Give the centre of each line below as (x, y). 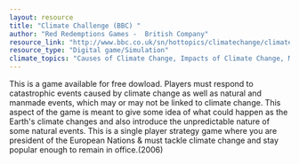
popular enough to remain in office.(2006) (86, 150)
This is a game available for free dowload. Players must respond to (131, 84)
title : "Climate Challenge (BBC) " (75, 26)
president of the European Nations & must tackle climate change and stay (144, 140)
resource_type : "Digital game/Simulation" (89, 51)
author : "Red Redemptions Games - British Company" (109, 34)
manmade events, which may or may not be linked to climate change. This (145, 102)
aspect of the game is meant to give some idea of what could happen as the (149, 112)
